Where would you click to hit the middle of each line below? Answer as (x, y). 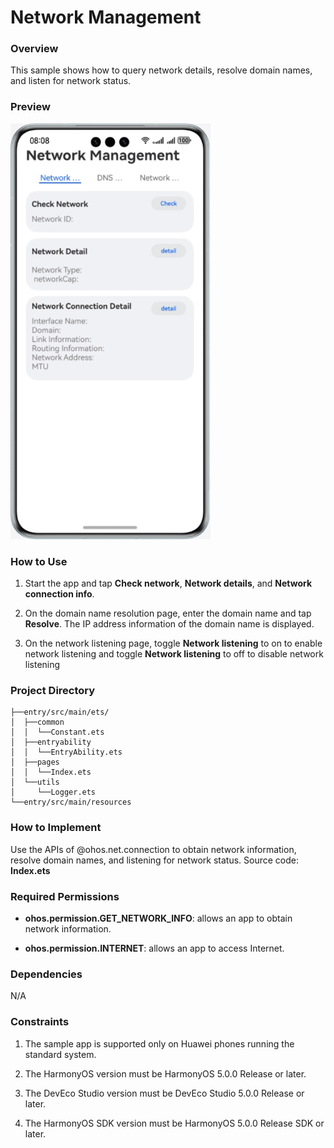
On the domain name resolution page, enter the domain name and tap (168, 613)
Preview (30, 107)
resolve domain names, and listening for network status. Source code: (154, 860)
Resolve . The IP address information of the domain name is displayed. (169, 624)
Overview (34, 49)
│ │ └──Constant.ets (57, 732)
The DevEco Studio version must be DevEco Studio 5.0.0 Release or (164, 1093)
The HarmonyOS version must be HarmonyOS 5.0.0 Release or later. (165, 1073)
